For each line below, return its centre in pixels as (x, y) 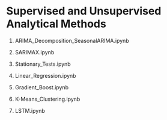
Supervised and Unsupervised (84, 11)
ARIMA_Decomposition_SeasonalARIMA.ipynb (72, 40)
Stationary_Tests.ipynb (43, 64)
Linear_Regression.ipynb (45, 75)
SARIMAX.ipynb (35, 52)
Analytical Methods (56, 24)
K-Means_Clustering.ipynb (47, 99)
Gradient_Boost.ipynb (42, 87)
